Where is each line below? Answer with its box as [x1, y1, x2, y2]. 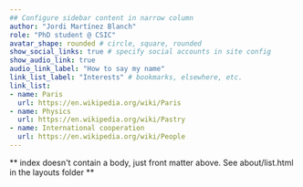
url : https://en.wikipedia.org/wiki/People [17, 132, 185, 141]
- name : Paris [9, 89, 64, 99]
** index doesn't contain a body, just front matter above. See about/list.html [9, 157, 294, 168]
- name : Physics [9, 107, 71, 116]
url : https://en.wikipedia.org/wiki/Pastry [17, 115, 185, 124]
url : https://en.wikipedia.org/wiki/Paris [17, 98, 182, 108]
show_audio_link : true [9, 56, 96, 65]
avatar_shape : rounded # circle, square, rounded [9, 38, 203, 48]
